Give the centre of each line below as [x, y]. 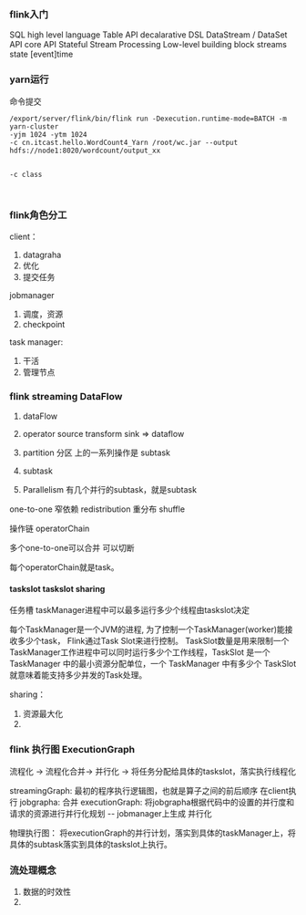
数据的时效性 [46, 891]
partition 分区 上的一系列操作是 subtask [97, 452]
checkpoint [44, 324]
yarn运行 [29, 79]
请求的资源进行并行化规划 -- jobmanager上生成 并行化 [111, 813]
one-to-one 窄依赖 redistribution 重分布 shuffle [97, 509]
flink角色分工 [38, 214]
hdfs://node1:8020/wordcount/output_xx [85, 151]
